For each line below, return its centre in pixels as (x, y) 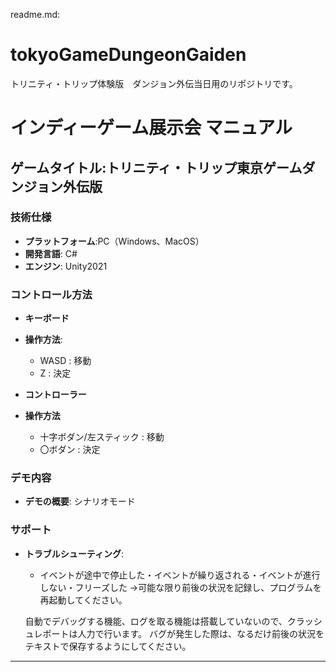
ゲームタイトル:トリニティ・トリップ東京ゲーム (156, 167)
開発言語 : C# (51, 253)
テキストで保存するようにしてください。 (108, 646)
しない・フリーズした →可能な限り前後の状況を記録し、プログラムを (180, 587)
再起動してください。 (83, 600)
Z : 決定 (55, 373)
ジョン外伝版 (63, 186)
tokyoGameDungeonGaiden (128, 55)
